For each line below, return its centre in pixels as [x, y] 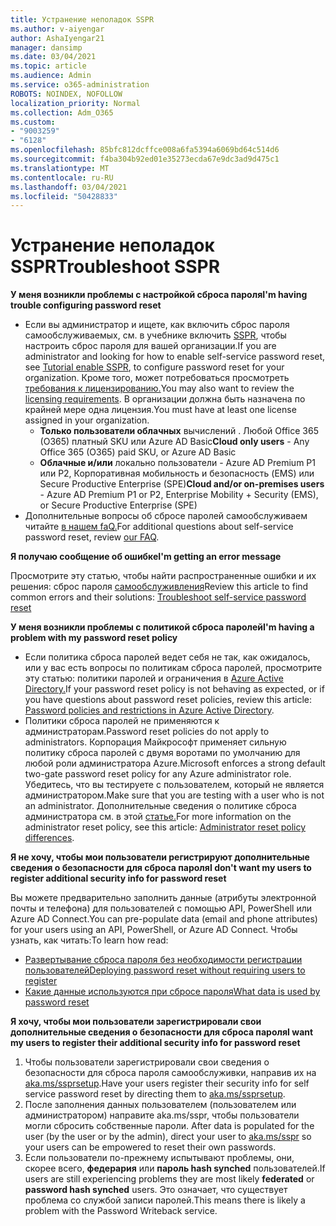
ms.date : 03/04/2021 [53, 57]
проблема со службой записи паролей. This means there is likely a [165, 1200]
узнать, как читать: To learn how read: [89, 940]
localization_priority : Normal [75, 103]
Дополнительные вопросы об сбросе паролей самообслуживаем [166, 516]
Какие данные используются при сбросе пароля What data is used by [172, 992]
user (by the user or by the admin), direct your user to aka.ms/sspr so [168, 1137]
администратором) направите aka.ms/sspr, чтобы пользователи [162, 1115]
